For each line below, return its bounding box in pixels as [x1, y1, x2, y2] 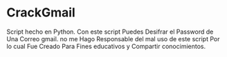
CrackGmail [6, 5, 75, 21]
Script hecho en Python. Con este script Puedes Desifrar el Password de [6, 27, 214, 36]
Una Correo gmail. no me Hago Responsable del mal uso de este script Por [6, 34, 220, 43]
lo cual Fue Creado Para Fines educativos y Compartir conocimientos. [6, 42, 206, 50]
